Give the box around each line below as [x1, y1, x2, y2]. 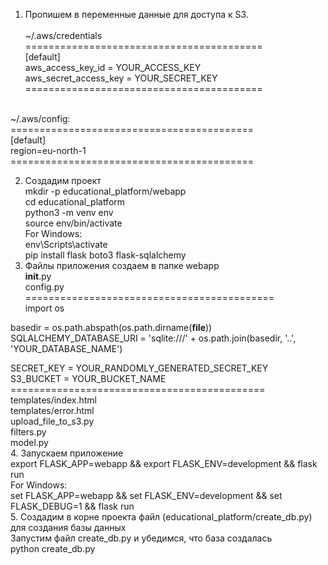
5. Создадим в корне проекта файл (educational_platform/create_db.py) [10, 511, 313, 523]
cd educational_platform [24, 196, 126, 208]
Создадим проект [24, 175, 102, 186]
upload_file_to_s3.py [10, 415, 95, 427]
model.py [10, 437, 49, 448]
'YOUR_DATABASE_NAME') [10, 343, 123, 354]
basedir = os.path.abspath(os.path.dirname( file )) [10, 322, 213, 333]
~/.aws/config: [10, 113, 71, 124]
